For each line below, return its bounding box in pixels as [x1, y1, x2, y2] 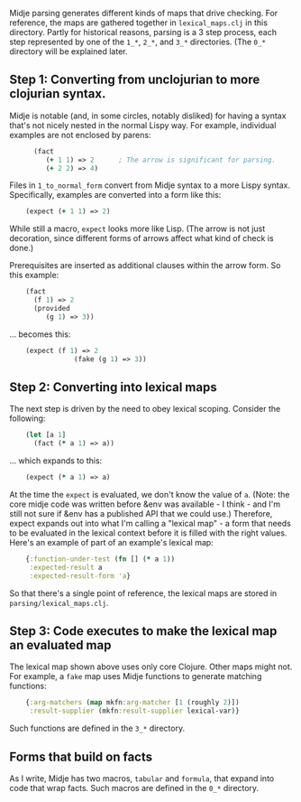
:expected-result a [29, 563, 103, 572]
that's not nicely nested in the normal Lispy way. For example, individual [9, 119, 277, 130]
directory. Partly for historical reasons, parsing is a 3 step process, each [9, 27, 278, 37]
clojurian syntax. [9, 86, 106, 102]
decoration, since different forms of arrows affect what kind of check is [9, 233, 274, 244]
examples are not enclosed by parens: [9, 129, 151, 140]
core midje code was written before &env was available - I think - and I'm [9, 499, 281, 509]
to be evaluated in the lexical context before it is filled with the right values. [9, 527, 287, 538]
